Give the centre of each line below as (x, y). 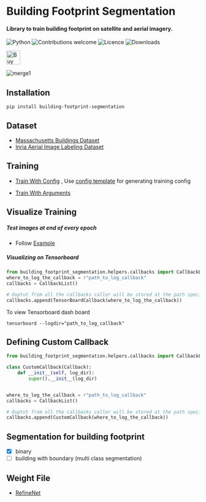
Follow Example (35, 243)
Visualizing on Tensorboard (43, 257)
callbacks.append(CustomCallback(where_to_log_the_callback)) (87, 418)
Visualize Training (41, 212)
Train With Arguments (43, 193)
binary (23, 452)
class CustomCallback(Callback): (49, 367)
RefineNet (28, 493)
